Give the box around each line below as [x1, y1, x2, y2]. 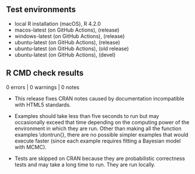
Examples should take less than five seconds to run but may [14, 112, 159, 119]
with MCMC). [14, 143, 47, 151]
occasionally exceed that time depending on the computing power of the [14, 119, 190, 126]
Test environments [6, 5, 76, 15]
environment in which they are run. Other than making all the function [14, 125, 182, 132]
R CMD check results [6, 68, 84, 78]
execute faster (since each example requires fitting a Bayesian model [14, 137, 181, 144]
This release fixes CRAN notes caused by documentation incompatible [14, 95, 184, 102]
